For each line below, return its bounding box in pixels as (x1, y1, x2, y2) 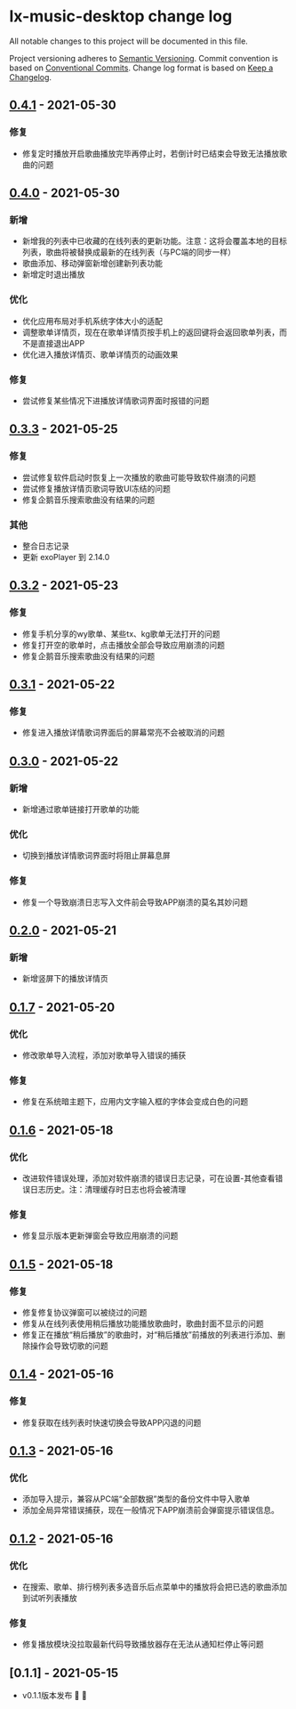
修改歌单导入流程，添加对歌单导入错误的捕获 (21, 1049, 187, 1061)
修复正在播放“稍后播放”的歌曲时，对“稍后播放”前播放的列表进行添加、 (21, 1329, 278, 1339)
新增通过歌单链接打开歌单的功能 (21, 803, 140, 814)
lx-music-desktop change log (9, 6, 233, 27)
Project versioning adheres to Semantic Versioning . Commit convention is (9, 53, 278, 63)
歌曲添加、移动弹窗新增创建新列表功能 (21, 258, 163, 269)
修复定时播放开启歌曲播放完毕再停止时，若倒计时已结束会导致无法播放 (21, 148, 280, 159)
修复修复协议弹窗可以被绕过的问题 (21, 1306, 148, 1317)
